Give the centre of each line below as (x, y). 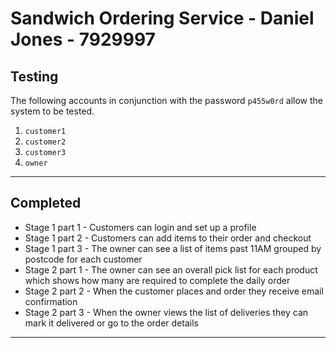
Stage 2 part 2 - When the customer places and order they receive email (174, 291)
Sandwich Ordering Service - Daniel (162, 18)
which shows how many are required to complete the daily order (157, 280)
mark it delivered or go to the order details (111, 323)
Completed (46, 203)
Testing (34, 76)
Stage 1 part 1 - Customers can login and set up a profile (140, 227)
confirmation (51, 301)
